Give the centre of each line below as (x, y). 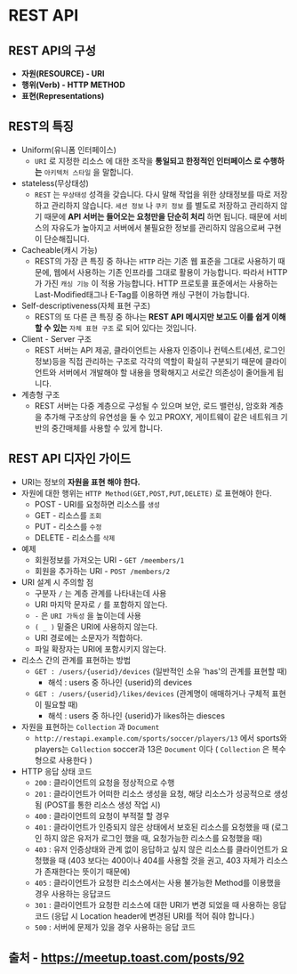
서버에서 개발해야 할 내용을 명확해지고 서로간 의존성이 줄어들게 (166, 372)
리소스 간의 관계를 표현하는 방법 (76, 660)
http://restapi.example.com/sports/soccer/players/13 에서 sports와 (161, 738)
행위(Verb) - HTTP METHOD (73, 85)
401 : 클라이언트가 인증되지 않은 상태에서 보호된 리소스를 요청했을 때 (152, 827)
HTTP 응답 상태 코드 (56, 771)
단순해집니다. (67, 239)
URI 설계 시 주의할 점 (57, 582)
